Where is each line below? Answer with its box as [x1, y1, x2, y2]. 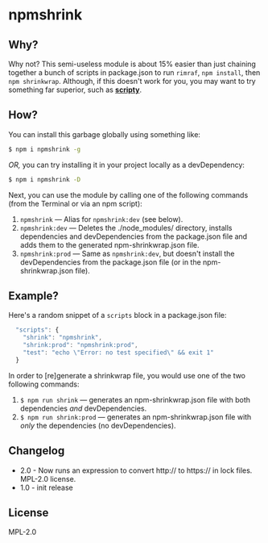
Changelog [8, 444, 65, 457]
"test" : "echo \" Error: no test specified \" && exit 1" [23, 349, 215, 357]
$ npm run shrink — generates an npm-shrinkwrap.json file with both [19, 395, 251, 404]
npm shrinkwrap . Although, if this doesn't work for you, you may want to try [8, 77, 256, 86]
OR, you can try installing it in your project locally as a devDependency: [8, 160, 245, 169]
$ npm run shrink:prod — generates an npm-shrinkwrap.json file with [19, 411, 252, 421]
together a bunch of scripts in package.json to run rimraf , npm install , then [8, 68, 261, 77]
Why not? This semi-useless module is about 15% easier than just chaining [8, 59, 256, 69]
